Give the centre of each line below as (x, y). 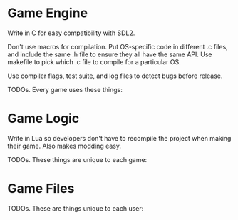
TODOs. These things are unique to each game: (77, 159)
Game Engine (47, 13)
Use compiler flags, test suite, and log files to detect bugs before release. (115, 76)
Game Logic (43, 119)
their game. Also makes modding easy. (64, 146)
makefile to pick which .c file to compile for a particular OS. (94, 61)
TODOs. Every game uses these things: (65, 89)
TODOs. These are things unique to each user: (76, 208)
